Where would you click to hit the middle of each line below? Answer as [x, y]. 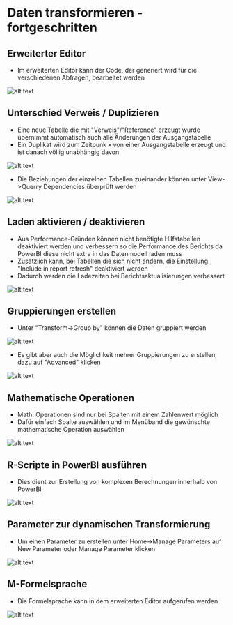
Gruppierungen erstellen [62, 311]
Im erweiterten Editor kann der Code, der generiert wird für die [107, 70]
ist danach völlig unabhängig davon [68, 152]
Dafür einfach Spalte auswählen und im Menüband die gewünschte [114, 422]
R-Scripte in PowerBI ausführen [77, 465]
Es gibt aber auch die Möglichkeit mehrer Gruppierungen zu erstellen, [117, 355]
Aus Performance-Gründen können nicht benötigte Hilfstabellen [109, 239]
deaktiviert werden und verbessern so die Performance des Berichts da [120, 246]
